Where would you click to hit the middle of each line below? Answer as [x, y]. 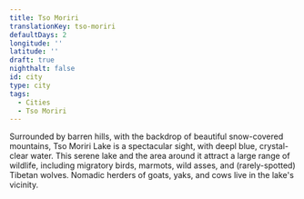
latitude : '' [34, 52]
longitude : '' [36, 43]
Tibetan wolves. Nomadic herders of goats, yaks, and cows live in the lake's [152, 175]
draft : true [32, 60]
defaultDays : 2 [38, 35]
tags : [20, 94]
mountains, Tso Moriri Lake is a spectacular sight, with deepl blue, [133, 146]
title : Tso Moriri [44, 18]
